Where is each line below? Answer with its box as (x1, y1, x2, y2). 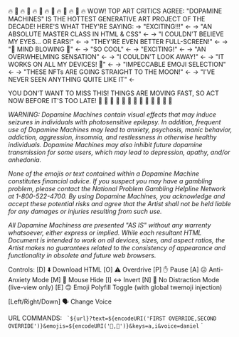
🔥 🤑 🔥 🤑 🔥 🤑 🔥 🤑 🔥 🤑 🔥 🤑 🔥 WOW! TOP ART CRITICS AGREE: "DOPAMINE (8, 7, 223, 15)
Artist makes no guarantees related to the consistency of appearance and (8, 244, 226, 252)
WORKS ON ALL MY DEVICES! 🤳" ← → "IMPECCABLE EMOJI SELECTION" (8, 60, 226, 68)
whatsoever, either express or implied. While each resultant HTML (8, 228, 202, 237)
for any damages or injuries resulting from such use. (8, 207, 162, 215)
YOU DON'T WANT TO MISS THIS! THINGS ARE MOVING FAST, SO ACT (8, 89, 220, 97)
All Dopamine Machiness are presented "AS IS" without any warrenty (8, 221, 212, 229)
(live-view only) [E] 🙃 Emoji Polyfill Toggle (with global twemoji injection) (8, 283, 223, 291)
